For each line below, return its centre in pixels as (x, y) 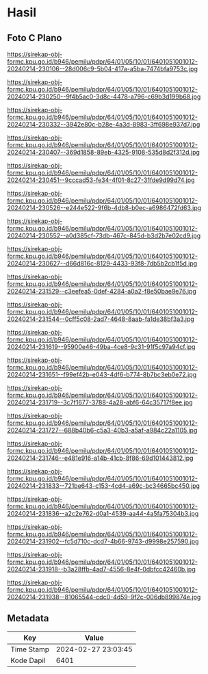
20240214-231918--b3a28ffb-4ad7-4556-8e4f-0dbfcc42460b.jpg (102, 569)
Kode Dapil (28, 660)
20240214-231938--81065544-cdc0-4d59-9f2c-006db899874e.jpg (104, 597)
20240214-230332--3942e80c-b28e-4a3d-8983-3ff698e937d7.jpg (104, 124)
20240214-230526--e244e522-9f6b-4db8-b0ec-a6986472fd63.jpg (104, 208)
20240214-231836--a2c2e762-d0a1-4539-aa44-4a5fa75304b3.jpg (103, 514)
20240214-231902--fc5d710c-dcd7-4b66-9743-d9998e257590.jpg (103, 541)
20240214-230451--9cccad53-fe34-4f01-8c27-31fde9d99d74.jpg (101, 180)
